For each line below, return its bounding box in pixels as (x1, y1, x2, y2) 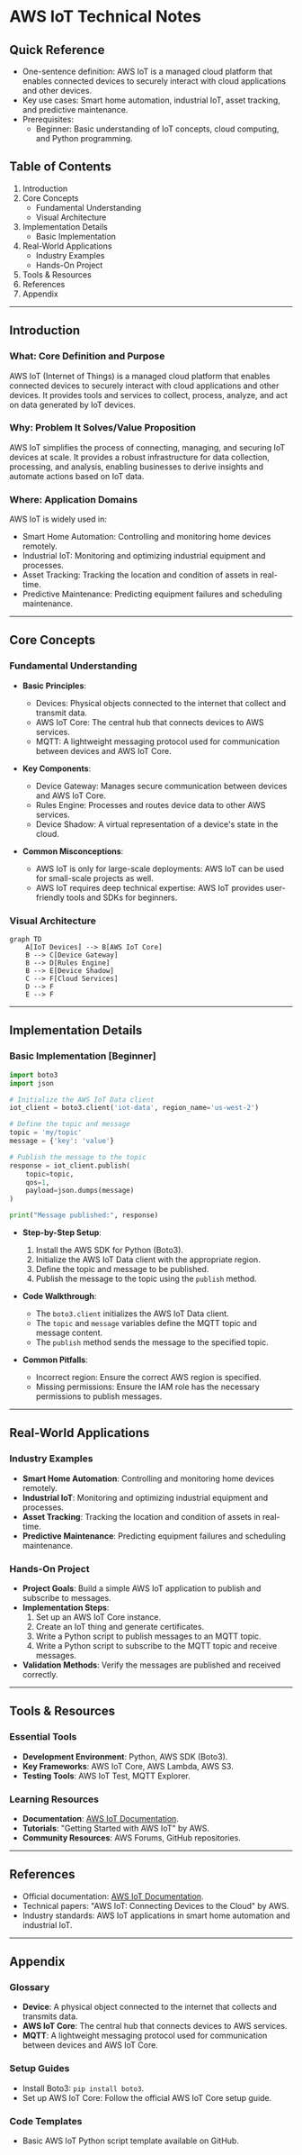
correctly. (22, 1669, 58, 1679)
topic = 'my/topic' (9, 1128, 83, 1137)
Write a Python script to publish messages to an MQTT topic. (35, 1631, 262, 1641)
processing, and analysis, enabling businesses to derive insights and (9, 461, 263, 472)
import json (9, 1078, 54, 1087)
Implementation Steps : (22, 1602, 110, 1613)
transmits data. (22, 2011, 78, 2022)
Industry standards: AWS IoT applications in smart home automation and (22, 1910, 290, 1921)
